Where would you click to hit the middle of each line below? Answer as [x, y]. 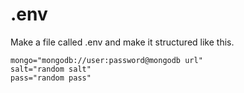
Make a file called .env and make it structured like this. [122, 42]
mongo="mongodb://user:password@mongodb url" [106, 60]
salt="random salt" [51, 69]
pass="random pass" [51, 78]
